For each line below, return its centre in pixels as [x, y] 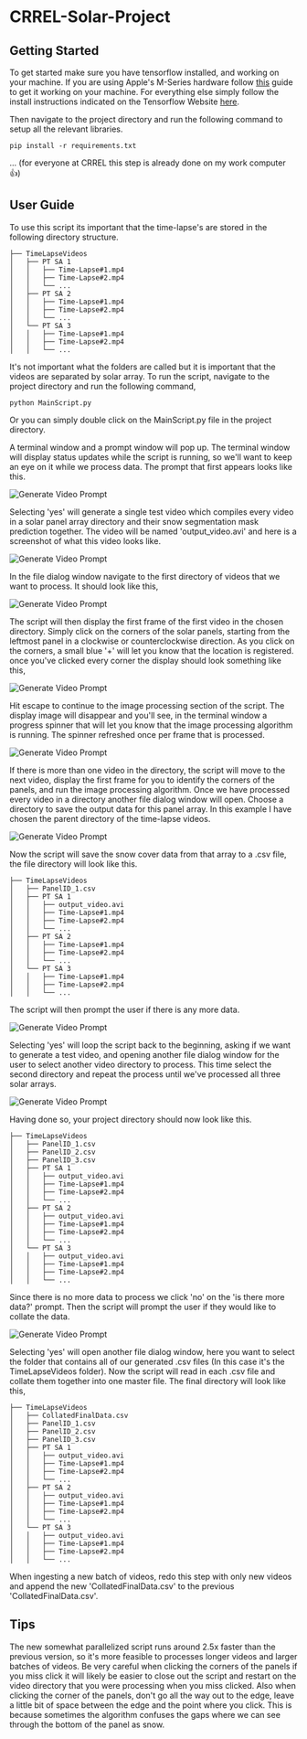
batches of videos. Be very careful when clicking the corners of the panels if [153, 1666]
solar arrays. [33, 1083]
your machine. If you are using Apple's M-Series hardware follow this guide [152, 82]
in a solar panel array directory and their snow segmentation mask [134, 521]
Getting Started [54, 51]
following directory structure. [64, 237]
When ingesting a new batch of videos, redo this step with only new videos [151, 1576]
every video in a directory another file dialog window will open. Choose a [147, 799]
